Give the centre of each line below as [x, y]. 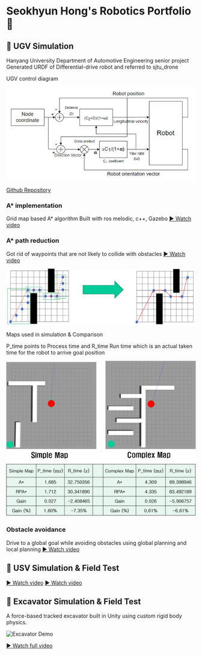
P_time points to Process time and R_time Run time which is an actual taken [99, 346]
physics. [17, 622]
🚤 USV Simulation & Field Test [63, 568]
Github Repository [29, 190]
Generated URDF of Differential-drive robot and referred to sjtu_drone [92, 67]
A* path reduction [33, 241]
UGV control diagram [32, 79]
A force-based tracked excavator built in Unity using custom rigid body [94, 616]
